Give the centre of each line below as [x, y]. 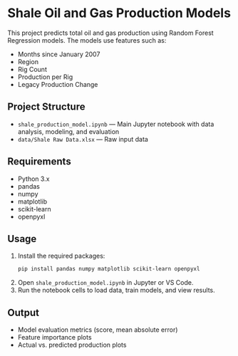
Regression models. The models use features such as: [87, 40]
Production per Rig [45, 77]
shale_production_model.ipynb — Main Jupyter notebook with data [116, 124]
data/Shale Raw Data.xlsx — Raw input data [83, 139]
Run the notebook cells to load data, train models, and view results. [116, 290]
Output [23, 312]
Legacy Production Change [58, 84]
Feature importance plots [55, 337]
